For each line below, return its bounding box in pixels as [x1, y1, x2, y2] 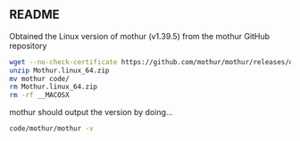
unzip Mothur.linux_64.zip [9, 66, 110, 75]
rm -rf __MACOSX [9, 91, 70, 100]
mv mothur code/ [9, 74, 70, 83]
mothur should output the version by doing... [9, 107, 173, 118]
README [9, 7, 60, 22]
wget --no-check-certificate [9, 57, 118, 66]
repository [9, 40, 47, 51]
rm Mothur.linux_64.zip [9, 82, 98, 92]
